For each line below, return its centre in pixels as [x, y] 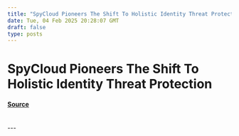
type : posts [25, 34]
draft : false [27, 27]
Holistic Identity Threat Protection [110, 84]
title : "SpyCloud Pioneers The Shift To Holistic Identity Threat [108, 14]
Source [18, 105]
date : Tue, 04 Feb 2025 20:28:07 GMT [63, 21]
